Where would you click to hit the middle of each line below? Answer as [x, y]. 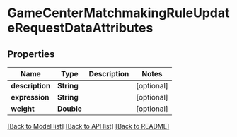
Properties [31, 54]
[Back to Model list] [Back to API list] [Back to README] [88, 126]
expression [30, 97]
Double [70, 109]
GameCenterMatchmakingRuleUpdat [118, 13]
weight [23, 109]
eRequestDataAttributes [80, 28]
